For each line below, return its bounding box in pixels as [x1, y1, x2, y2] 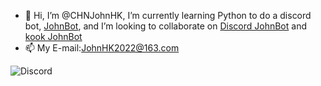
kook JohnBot [24, 31, 83, 42]
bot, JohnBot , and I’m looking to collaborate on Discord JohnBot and [24, 20, 308, 32]
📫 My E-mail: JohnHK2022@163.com [24, 42, 180, 54]
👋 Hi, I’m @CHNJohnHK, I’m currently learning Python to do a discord [24, 10, 312, 21]
